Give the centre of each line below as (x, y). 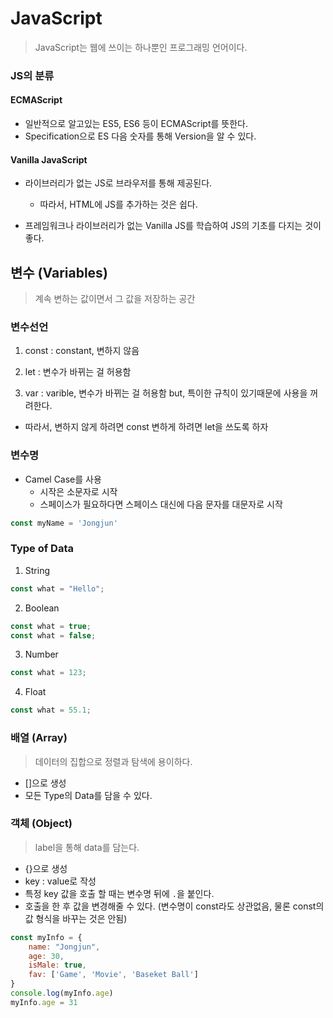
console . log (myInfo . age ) (62, 993)
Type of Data (42, 549)
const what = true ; (51, 626)
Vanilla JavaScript (49, 159)
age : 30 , (46, 956)
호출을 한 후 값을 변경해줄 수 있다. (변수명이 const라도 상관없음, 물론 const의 (174, 906)
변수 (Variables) (59, 272)
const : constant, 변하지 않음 (82, 351)
